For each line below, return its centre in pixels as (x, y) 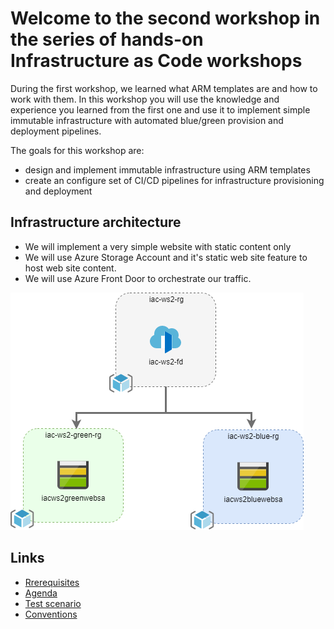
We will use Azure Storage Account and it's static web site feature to (166, 257)
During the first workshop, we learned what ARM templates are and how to (164, 88)
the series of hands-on (107, 39)
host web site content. (70, 268)
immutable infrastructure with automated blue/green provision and (147, 120)
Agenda (41, 593)
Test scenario (53, 603)
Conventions (51, 614)
